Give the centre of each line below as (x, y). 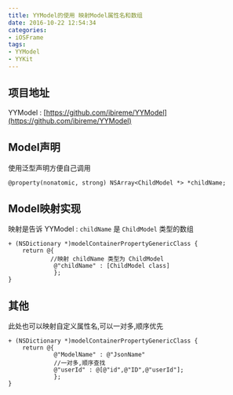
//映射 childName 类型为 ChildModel (107, 259)
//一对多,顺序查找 (80, 363)
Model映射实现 (44, 208)
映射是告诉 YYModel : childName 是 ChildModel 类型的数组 (101, 229)
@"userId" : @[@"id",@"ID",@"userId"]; (119, 370)
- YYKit (21, 60)
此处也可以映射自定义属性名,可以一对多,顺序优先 (86, 326)
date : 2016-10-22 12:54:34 (52, 23)
